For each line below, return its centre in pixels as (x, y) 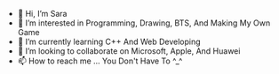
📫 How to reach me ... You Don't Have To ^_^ (100, 61)
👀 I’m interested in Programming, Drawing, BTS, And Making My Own (144, 23)
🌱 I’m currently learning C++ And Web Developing (109, 41)
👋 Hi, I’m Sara (42, 14)
